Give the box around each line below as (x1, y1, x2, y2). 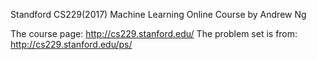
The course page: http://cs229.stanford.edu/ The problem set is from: (10, 28, 298, 39)
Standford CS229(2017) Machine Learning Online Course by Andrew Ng (10, 9, 307, 20)
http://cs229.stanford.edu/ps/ (10, 39, 133, 50)
